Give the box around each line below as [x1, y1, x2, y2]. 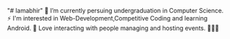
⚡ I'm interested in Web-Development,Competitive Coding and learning [7, 14, 208, 22]
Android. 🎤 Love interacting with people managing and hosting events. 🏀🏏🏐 [7, 24, 220, 32]
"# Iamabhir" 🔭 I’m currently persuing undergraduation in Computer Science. [7, 7, 224, 14]
